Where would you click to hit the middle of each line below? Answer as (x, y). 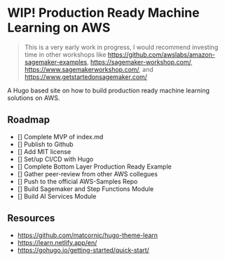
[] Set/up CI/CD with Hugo (55, 159)
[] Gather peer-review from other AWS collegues (87, 174)
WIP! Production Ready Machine (103, 13)
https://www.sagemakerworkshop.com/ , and (89, 69)
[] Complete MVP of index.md (60, 136)
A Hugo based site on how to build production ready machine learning (109, 90)
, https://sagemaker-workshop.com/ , (139, 62)
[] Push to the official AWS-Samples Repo (77, 181)
